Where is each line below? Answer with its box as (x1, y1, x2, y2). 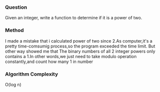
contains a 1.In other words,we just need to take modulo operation (5, 53, 137, 59)
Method (5, 27, 24, 34)
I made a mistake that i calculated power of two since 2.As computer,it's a (5, 38, 153, 44)
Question (5, 4, 28, 11)
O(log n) (5, 81, 22, 87)
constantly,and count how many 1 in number (5, 59, 94, 64)
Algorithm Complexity (5, 71, 58, 77)
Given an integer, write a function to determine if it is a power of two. (5, 15, 142, 21)
